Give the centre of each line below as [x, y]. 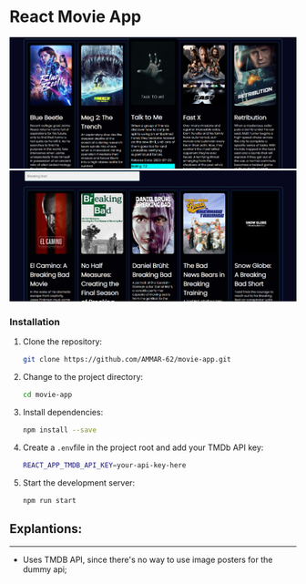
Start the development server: [79, 482]
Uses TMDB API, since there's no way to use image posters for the [148, 559]
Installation [35, 322]
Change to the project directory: [83, 377]
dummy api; [45, 569]
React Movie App [76, 17]
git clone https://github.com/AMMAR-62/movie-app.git [127, 360]
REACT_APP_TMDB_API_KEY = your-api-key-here [104, 465]
